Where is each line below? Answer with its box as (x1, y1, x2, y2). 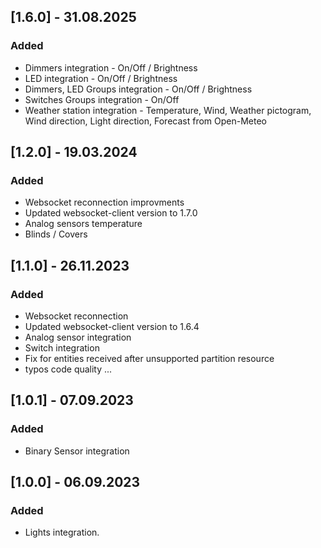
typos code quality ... (24, 363, 113, 375)
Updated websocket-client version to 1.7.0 (24, 207, 198, 219)
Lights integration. (24, 526, 100, 539)
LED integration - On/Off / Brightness (24, 72, 178, 84)
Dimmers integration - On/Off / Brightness (24, 61, 198, 74)
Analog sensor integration (24, 331, 132, 344)
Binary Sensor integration (24, 445, 130, 457)
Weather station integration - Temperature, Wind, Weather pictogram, (24, 104, 312, 116)
